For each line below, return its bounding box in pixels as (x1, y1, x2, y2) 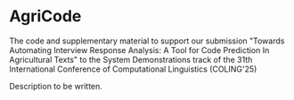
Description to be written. (9, 81, 102, 91)
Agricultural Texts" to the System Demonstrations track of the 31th (9, 54, 253, 65)
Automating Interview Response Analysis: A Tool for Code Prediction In (9, 44, 270, 55)
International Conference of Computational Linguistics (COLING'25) (9, 64, 257, 74)
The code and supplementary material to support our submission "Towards (9, 35, 285, 46)
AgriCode (9, 6, 82, 27)
